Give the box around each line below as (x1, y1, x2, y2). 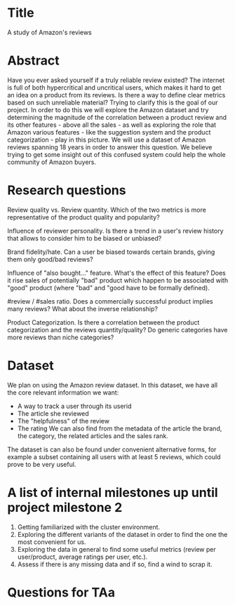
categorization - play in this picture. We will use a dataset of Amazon (7, 135, 206, 144)
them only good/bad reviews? (7, 254, 93, 264)
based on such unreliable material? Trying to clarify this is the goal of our (7, 98, 219, 107)
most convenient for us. (17, 538, 86, 546)
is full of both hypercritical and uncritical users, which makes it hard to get (7, 83, 222, 92)
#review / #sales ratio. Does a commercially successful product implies (7, 297, 213, 306)
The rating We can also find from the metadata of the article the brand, (17, 424, 222, 433)
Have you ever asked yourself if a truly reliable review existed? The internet (7, 76, 225, 84)
